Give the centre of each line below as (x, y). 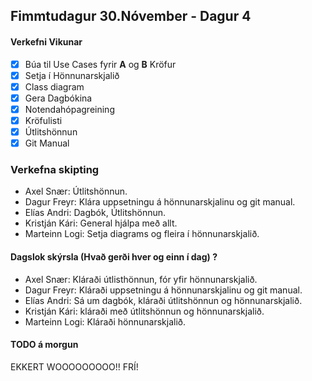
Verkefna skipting (55, 170)
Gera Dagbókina (58, 98)
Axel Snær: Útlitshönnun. (76, 191)
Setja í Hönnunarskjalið (72, 75)
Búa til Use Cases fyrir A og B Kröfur (100, 64)
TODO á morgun (44, 345)
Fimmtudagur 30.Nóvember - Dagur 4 (131, 16)
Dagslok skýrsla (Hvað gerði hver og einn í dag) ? (114, 256)
